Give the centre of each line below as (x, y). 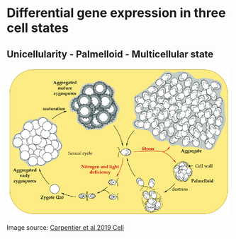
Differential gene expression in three (116, 13)
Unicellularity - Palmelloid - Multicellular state (110, 54)
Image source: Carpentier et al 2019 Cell (66, 227)
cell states (38, 28)
